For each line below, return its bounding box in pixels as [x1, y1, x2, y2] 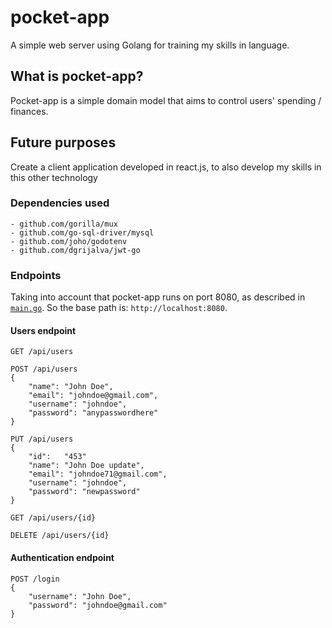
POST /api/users [10, 364, 78, 375]
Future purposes [10, 134, 117, 151]
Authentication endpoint [10, 551, 115, 563]
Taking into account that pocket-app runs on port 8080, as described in [10, 291, 306, 303]
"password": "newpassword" [28, 487, 141, 497]
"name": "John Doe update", [28, 461, 145, 471]
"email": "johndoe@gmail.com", [28, 391, 159, 401]
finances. [10, 105, 49, 117]
